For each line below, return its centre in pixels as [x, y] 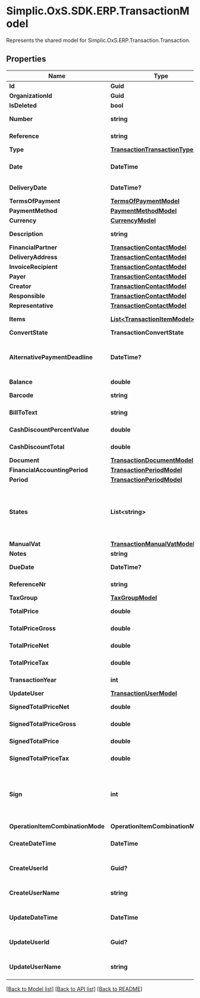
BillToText [23, 412]
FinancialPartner [33, 247]
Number [21, 119]
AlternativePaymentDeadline [51, 357]
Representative [31, 305]
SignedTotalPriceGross [43, 724]
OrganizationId [31, 96]
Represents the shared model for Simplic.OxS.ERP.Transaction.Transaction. [98, 40]
